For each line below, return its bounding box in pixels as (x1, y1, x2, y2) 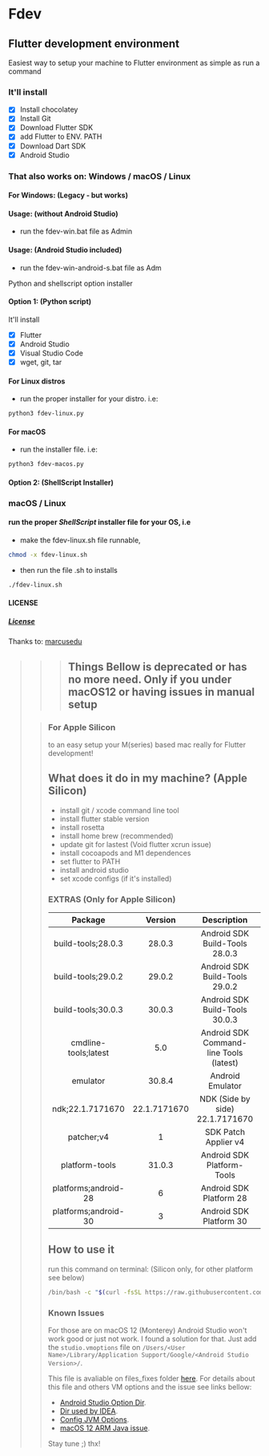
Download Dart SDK (19, 141, 86, 151)
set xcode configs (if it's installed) (59, 874, 172, 883)
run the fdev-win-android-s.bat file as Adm (19, 262, 162, 273)
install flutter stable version (59, 813, 150, 823)
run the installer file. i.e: (19, 444, 98, 454)
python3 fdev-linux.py (8, 410, 84, 418)
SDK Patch (204, 1126, 246, 1138)
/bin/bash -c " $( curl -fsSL (47, 1288, 142, 1296)
